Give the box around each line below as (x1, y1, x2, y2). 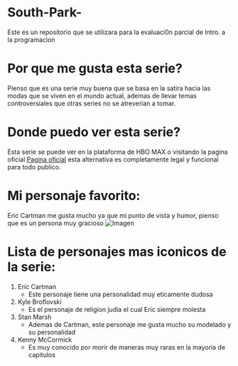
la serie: (7, 258, 55, 275)
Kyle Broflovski (17, 297, 62, 306)
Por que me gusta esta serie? (7, 61, 183, 77)
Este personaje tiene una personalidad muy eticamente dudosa (28, 290, 213, 298)
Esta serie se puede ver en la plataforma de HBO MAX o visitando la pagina (7, 147, 229, 156)
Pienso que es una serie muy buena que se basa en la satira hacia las (7, 83, 211, 93)
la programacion (7, 35, 55, 43)
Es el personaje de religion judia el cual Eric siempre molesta (28, 305, 206, 313)
